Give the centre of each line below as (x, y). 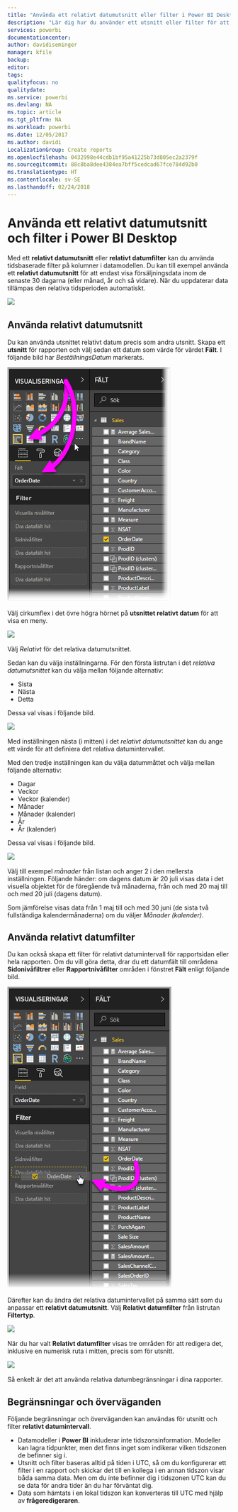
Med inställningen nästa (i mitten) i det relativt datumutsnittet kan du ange (115, 741)
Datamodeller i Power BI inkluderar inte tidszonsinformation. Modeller (119, 1440)
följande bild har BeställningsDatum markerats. (76, 357)
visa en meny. (28, 620)
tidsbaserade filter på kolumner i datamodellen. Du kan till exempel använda (118, 265)
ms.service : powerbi (38, 97)
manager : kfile (30, 53)
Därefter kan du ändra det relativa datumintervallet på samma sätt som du (115, 1300)
